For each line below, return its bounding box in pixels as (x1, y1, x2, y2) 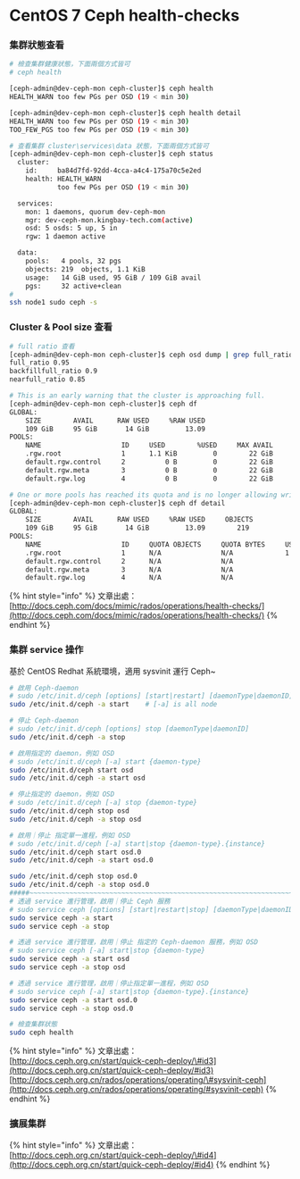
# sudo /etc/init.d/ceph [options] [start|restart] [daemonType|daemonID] (9, 691, 294, 701)
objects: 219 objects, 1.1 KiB (25, 264, 146, 273)
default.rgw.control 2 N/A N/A (25, 556, 234, 565)
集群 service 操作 (9, 644, 84, 656)
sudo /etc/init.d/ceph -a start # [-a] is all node (9, 700, 218, 709)
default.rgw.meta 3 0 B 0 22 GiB (25, 465, 274, 474)
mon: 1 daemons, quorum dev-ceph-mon (25, 207, 166, 216)
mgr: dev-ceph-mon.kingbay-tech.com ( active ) (25, 215, 194, 224)
